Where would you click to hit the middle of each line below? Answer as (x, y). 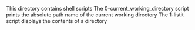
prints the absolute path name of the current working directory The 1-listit (95, 15)
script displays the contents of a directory (57, 21)
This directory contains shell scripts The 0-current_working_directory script (97, 9)
